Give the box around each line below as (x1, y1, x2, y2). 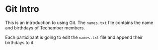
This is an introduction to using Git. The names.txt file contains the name (5, 20, 154, 25)
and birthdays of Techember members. (5, 25, 85, 30)
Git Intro (5, 3, 39, 15)
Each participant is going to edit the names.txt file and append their (5, 34, 143, 40)
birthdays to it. (5, 39, 35, 45)
